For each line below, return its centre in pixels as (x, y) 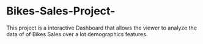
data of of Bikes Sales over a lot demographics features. (77, 34)
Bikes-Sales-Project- (61, 11)
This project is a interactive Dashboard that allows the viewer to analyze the (102, 28)
